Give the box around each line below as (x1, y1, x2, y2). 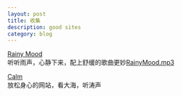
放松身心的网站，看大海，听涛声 (7, 81, 101, 90)
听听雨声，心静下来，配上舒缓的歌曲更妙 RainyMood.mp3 (7, 58, 175, 67)
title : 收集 (7, 17, 41, 24)
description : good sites (7, 23, 81, 31)
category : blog (7, 30, 53, 38)
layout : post (7, 10, 46, 18)
